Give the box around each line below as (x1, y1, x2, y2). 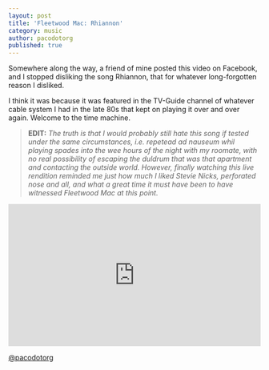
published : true (8, 42, 62, 50)
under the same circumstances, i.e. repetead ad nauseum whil (27, 137, 235, 147)
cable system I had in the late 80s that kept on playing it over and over (8, 105, 240, 115)
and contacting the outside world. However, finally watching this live (27, 163, 255, 172)
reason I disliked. (8, 81, 65, 90)
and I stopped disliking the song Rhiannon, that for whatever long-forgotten (8, 72, 257, 82)
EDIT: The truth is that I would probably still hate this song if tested (27, 129, 250, 139)
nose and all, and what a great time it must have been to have (27, 179, 234, 189)
